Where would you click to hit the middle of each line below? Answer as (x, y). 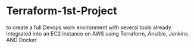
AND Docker (21, 40)
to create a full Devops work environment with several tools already (89, 27)
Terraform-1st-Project (62, 11)
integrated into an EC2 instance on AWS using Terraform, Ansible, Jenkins (97, 33)
